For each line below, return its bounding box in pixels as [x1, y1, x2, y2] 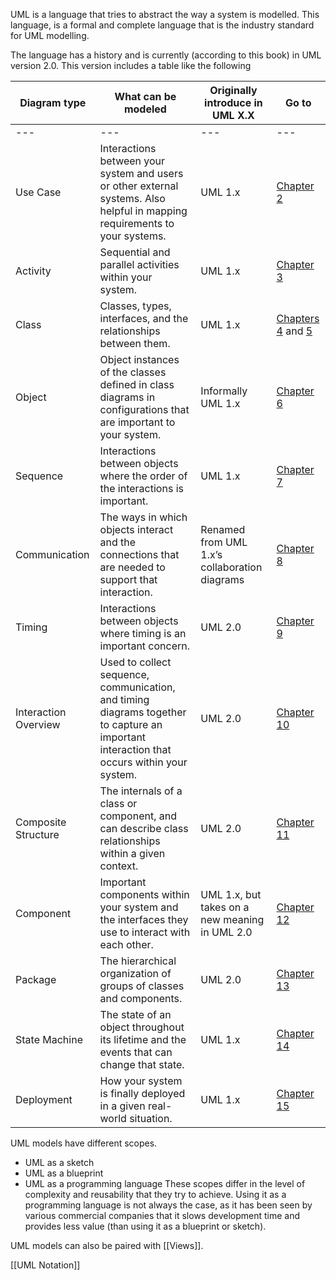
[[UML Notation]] [10, 1259, 81, 1271]
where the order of [99, 469, 188, 483]
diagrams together [99, 705, 187, 719]
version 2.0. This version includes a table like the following [10, 60, 252, 71]
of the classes [99, 365, 167, 379]
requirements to [99, 217, 175, 230]
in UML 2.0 [200, 925, 253, 939]
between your [99, 154, 166, 168]
